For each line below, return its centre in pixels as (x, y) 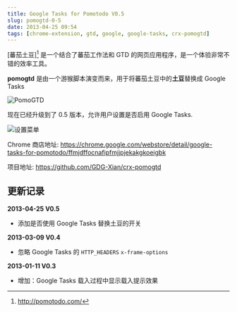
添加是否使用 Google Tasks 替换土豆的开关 (79, 223)
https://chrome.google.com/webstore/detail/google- (136, 144)
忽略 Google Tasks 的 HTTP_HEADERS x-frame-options (93, 251)
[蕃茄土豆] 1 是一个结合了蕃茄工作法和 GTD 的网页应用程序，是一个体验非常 (115, 54)
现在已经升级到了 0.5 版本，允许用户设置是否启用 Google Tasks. (100, 114)
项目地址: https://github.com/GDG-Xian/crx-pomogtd (84, 167)
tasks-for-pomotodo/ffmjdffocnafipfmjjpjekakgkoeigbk (87, 152)
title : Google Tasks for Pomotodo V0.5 (66, 14)
